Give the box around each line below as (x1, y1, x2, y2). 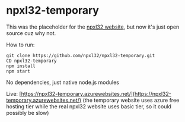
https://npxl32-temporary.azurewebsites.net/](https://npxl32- (21, 90, 172, 97)
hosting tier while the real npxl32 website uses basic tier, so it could (6, 102, 172, 110)
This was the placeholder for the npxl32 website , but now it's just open (6, 23, 180, 30)
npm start (6, 68, 31, 74)
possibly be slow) (6, 109, 49, 116)
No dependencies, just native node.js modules (6, 79, 120, 86)
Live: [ (6, 90, 22, 97)
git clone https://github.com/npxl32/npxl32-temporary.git (6, 52, 155, 58)
